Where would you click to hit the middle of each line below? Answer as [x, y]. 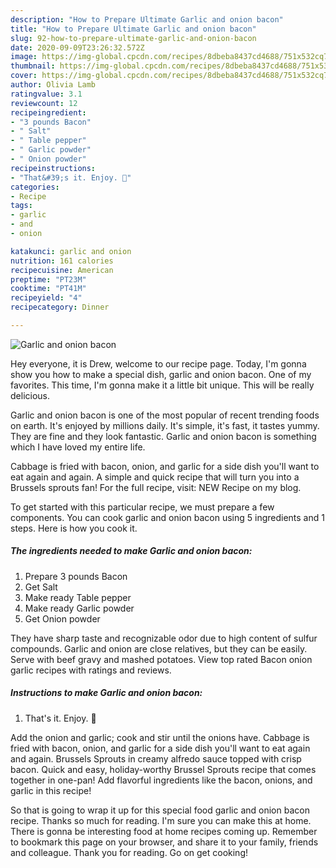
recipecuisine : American [62, 270]
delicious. [30, 395]
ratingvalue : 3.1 [46, 94]
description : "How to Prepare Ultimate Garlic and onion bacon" [147, 19]
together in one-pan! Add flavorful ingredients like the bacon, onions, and [161, 780]
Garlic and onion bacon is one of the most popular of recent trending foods [165, 415]
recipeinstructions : [53, 168]
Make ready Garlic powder [79, 608]
